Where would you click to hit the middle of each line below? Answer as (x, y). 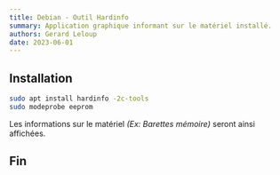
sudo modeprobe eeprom (51, 107)
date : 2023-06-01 (41, 42)
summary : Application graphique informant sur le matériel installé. (141, 26)
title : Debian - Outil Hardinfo (69, 17)
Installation (41, 78)
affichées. (28, 133)
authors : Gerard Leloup (53, 34)
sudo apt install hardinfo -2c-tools (79, 99)
